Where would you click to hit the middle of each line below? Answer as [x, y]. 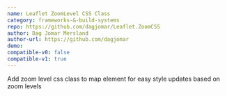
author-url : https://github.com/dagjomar [68, 40]
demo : [15, 46]
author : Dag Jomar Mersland [48, 33]
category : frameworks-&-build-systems [63, 20]
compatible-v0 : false [39, 53]
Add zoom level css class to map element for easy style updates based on [114, 79]
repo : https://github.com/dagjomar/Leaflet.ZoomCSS [84, 26]
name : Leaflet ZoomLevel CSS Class [59, 14]
